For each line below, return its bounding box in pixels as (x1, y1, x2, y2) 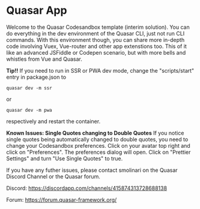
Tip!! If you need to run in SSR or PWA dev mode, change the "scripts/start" (6, 67, 195, 74)
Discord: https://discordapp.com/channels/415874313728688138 (6, 184, 167, 192)
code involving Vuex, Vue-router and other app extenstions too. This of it (6, 43, 187, 50)
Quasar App (6, 4, 67, 17)
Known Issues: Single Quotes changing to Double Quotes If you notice (6, 129, 184, 136)
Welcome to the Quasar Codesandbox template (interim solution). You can (6, 23, 190, 31)
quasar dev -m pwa (6, 107, 52, 113)
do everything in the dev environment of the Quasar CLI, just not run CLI (6, 29, 185, 37)
